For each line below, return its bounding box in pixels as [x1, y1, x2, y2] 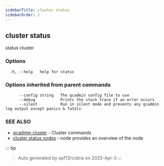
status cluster [5, 45, 34, 51]
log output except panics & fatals [5, 106, 81, 111]
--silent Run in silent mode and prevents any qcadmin [18, 101, 159, 107]
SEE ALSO [5, 118, 31, 125]
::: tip [5, 145, 16, 151]
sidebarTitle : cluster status [5, 7, 70, 13]
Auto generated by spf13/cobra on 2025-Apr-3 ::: [17, 155, 122, 161]
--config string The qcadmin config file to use [18, 93, 130, 98]
